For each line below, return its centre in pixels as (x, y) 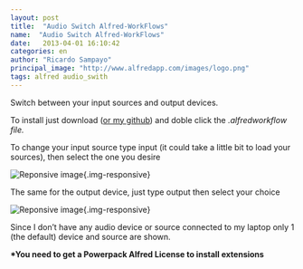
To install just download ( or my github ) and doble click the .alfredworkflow (149, 120)
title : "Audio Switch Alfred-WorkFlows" (90, 26)
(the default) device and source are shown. (90, 236)
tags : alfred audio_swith (59, 77)
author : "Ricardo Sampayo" (61, 60)
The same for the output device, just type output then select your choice (145, 192)
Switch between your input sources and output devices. (114, 102)
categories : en (39, 52)
